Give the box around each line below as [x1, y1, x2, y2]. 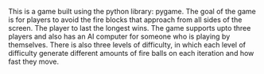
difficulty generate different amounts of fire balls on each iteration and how [8, 49, 254, 57]
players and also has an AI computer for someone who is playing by [8, 31, 231, 41]
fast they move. [8, 57, 60, 66]
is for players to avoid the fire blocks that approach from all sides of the [8, 15, 243, 24]
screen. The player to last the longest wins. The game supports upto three [8, 24, 251, 32]
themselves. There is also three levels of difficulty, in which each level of [8, 40, 247, 50]
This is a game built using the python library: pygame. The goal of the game [8, 7, 256, 16]
